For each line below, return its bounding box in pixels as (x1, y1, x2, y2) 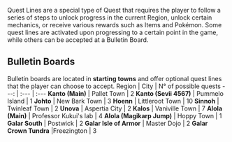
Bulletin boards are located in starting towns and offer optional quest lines (7, 74, 222, 83)
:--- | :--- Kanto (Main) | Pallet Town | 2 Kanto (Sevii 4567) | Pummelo (20, 89, 224, 97)
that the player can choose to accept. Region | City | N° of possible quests (7, 82, 222, 90)
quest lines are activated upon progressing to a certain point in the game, (7, 28, 219, 36)
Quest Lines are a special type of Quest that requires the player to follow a (7, 6, 222, 14)
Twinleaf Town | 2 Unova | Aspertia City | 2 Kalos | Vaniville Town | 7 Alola (7, 104, 222, 113)
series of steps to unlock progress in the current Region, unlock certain (7, 13, 212, 22)
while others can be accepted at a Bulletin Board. (7, 36, 149, 44)
